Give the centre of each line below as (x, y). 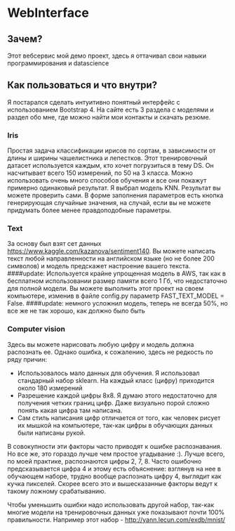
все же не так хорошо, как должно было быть (76, 311)
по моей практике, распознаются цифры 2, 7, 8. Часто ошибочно (105, 461)
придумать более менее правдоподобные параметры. (89, 210)
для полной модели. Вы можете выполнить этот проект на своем (106, 289)
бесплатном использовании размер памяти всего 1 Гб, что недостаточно (117, 281)
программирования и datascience (58, 63)
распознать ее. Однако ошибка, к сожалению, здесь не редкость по (110, 352)
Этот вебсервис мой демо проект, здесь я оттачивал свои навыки (107, 55)
